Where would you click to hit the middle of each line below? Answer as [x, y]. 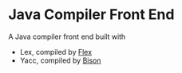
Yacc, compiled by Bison [60, 60]
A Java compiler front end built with [67, 36]
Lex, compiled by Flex [56, 52]
